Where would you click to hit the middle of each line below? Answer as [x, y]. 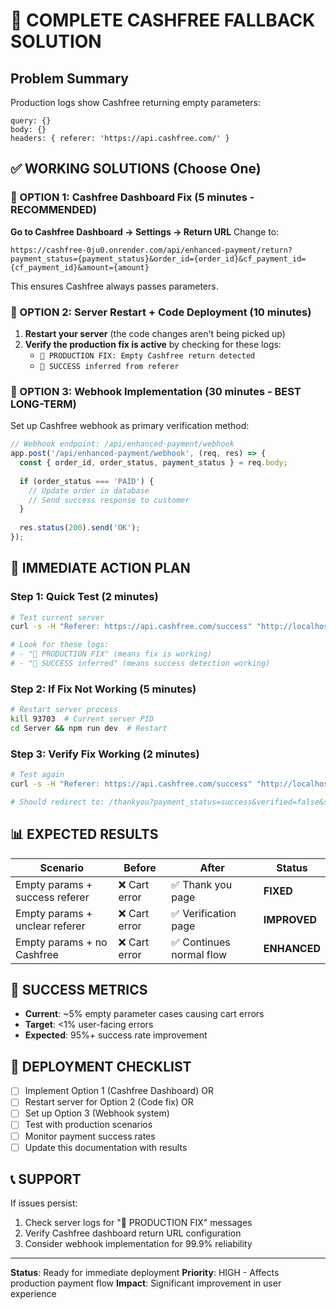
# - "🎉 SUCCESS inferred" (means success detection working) [140, 664]
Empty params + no [61, 942]
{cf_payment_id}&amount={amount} [80, 267]
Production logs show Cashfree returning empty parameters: [136, 102]
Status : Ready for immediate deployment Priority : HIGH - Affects [145, 1273]
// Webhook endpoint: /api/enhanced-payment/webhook [122, 444]
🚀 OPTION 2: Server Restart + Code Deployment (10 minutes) [161, 312]
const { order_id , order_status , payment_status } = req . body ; [153, 463]
